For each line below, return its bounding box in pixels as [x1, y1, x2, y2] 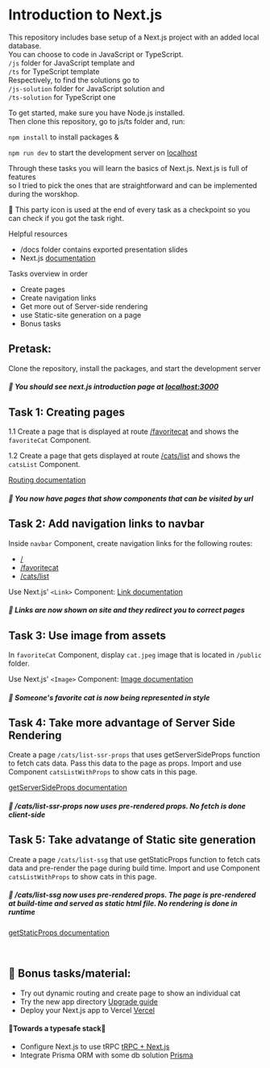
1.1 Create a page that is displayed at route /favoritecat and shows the [8, 427, 239, 436]
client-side [8, 809, 46, 820]
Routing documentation [8, 475, 86, 485]
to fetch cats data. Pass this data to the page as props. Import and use [8, 758, 242, 768]
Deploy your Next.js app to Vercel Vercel [19, 1005, 156, 1015]
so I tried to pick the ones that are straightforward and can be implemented [8, 180, 258, 190]
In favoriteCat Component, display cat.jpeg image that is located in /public [8, 649, 262, 659]
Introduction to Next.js [8, 6, 163, 24]
